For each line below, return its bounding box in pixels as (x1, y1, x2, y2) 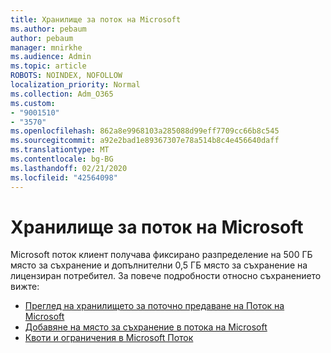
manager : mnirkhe (10, 42, 83, 53)
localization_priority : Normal (10, 80, 141, 90)
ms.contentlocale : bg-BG (10, 154, 114, 164)
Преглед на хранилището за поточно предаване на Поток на (24, 300, 285, 312)
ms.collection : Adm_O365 (10, 89, 114, 99)
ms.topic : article (10, 61, 87, 71)
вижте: (10, 281, 40, 293)
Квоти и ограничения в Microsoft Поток (24, 332, 194, 344)
